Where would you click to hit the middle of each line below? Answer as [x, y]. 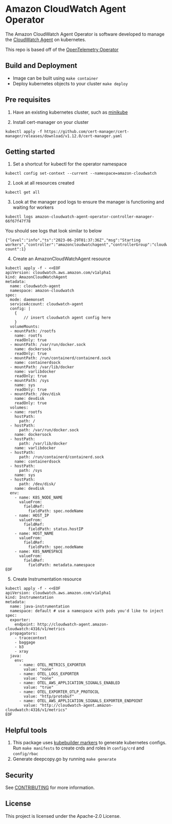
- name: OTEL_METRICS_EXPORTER [52, 665]
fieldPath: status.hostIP [56, 529]
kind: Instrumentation [29, 598]
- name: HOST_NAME [34, 534]
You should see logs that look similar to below [54, 231]
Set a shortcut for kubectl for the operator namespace [70, 164]
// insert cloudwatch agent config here [67, 318]
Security [19, 775]
